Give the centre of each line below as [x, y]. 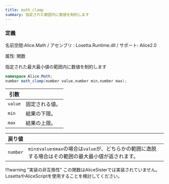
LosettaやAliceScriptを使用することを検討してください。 [64, 176]
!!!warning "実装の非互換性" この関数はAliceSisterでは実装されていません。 [82, 169]
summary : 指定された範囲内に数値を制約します [47, 15]
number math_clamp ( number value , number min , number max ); [66, 81]
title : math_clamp [24, 10]
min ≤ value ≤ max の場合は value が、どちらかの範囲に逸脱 [93, 149]
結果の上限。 [41, 123]
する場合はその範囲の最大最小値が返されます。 [83, 156]
